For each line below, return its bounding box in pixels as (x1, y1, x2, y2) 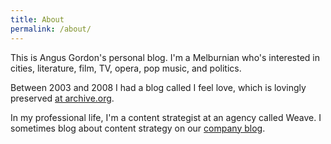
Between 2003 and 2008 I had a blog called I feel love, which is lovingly (10, 81, 307, 93)
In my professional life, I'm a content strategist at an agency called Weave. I (10, 111, 322, 123)
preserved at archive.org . (10, 92, 115, 104)
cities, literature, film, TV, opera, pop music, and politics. (10, 62, 242, 74)
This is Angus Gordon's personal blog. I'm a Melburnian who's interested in (10, 51, 320, 63)
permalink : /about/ (10, 24, 92, 34)
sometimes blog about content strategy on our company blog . (10, 122, 266, 134)
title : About (10, 14, 65, 25)
